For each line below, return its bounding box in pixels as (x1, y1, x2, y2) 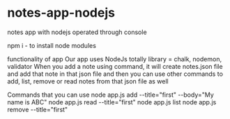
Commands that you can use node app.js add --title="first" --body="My (7, 90, 214, 99)
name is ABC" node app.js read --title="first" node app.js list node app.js (7, 97, 217, 106)
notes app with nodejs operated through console (7, 28, 148, 36)
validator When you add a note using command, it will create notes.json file (7, 62, 223, 70)
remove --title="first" (7, 105, 68, 113)
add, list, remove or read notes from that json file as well (7, 77, 169, 85)
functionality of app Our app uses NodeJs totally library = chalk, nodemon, (7, 54, 222, 63)
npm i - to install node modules (7, 41, 96, 49)
